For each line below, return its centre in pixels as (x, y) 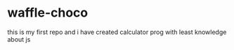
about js (19, 39)
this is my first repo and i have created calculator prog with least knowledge (117, 32)
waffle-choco (48, 13)
